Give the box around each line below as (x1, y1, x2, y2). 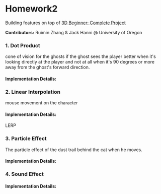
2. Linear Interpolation (5, 88, 61, 95)
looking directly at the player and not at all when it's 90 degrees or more (5, 59, 155, 65)
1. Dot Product (5, 42, 40, 49)
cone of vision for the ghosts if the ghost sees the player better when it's (5, 53, 156, 59)
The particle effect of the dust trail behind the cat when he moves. (5, 147, 142, 153)
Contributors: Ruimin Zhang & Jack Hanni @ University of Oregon (5, 29, 142, 35)
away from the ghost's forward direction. (5, 64, 90, 71)
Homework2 (5, 3, 58, 15)
